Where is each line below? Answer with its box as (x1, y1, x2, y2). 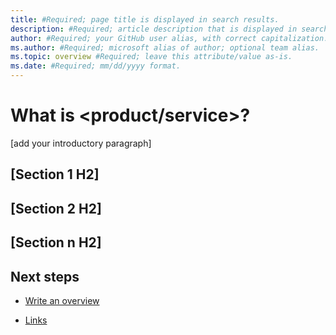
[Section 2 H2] (10, 200, 102, 217)
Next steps (10, 268, 80, 285)
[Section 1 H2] (10, 166, 100, 183)
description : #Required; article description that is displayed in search (10, 24, 329, 34)
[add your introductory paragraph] (10, 137, 152, 149)
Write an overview (24, 294, 100, 306)
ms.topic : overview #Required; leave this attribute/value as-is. (10, 52, 293, 62)
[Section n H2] (10, 234, 102, 251)
